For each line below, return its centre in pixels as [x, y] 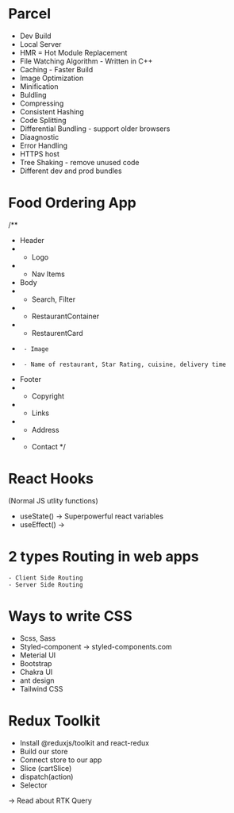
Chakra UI [36, 672]
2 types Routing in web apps [104, 557]
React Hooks [51, 479]
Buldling [33, 94]
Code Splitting [43, 120]
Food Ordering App [72, 203]
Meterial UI [38, 655]
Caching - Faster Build [56, 69]
